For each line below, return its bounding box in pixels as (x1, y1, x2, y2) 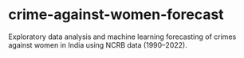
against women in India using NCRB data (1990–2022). (8, 40, 187, 49)
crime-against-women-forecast (8, 6, 225, 24)
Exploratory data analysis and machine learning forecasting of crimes (8, 32, 237, 41)
